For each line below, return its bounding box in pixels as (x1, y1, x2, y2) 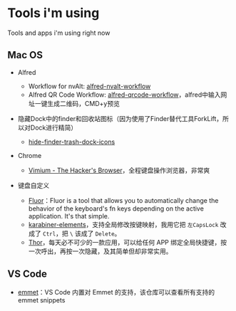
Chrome (17, 151, 42, 159)
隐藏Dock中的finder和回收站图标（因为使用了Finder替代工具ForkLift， (17, 114, 223, 122)
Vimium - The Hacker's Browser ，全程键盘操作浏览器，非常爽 (28, 166, 210, 174)
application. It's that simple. (28, 211, 110, 220)
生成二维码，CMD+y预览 (47, 99, 120, 107)
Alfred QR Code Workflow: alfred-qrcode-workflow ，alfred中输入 (28, 90, 221, 99)
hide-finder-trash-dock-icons (28, 137, 116, 146)
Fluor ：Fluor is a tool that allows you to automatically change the (28, 196, 219, 204)
